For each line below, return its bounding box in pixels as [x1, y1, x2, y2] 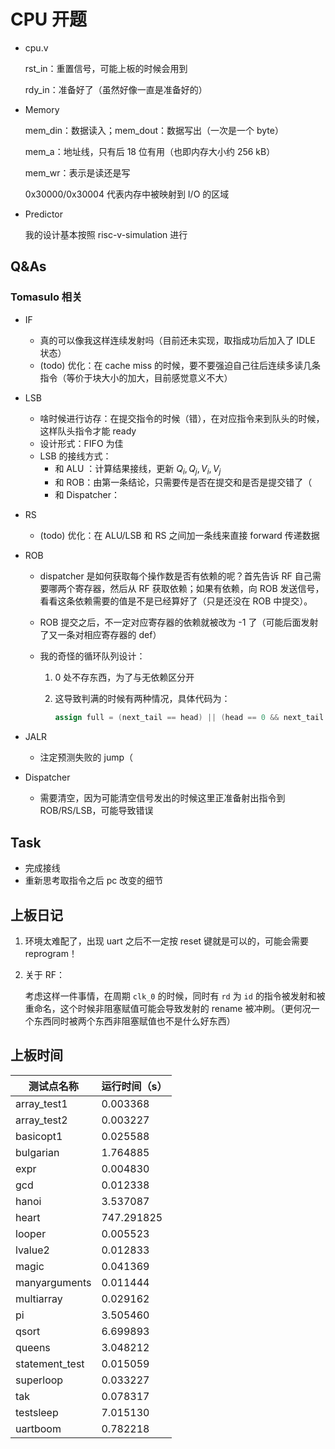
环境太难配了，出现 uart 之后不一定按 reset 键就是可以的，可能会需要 [24, 935, 310, 947]
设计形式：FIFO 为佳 [39, 437, 124, 449]
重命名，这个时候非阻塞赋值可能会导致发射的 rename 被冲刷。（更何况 [24, 1002, 312, 1014]
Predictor [24, 208, 64, 220]
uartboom [15, 1421, 62, 1435]
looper [15, 1226, 47, 1240]
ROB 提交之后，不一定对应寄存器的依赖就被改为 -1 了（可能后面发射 [39, 616, 319, 629]
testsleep [15, 1405, 59, 1419]
